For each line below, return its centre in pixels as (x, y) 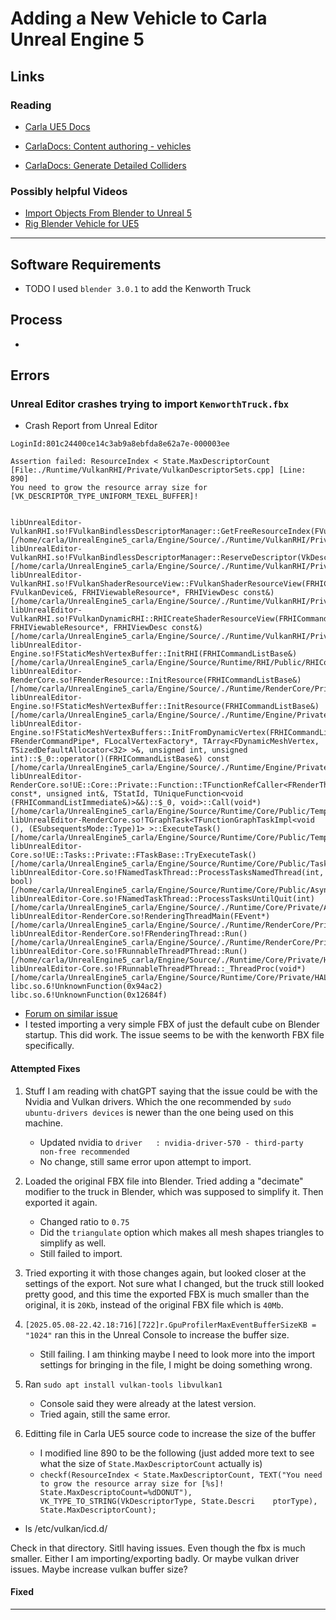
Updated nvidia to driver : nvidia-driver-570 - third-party (171, 1142)
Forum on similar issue (71, 1014)
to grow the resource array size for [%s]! (132, 1483)
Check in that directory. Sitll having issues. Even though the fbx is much (158, 1548)
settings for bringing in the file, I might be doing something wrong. (176, 1364)
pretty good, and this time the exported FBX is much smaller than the (167, 1294)
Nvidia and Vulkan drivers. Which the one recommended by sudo (158, 1101)
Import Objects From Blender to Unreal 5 (108, 213)
